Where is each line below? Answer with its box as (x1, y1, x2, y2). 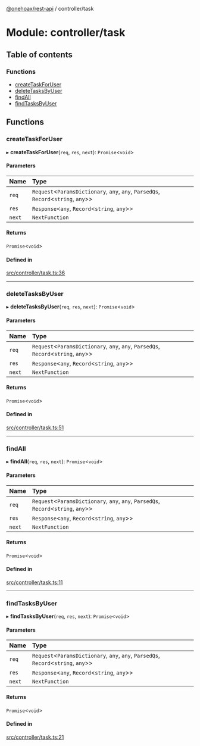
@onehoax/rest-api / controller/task (6, 5, 94, 12)
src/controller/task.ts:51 (6, 424, 64, 431)
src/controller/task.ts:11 (6, 579, 63, 586)
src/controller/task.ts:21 (6, 733, 64, 741)
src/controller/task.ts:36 (6, 269, 65, 276)
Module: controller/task (6, 26, 126, 39)
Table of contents (6, 49, 73, 60)
